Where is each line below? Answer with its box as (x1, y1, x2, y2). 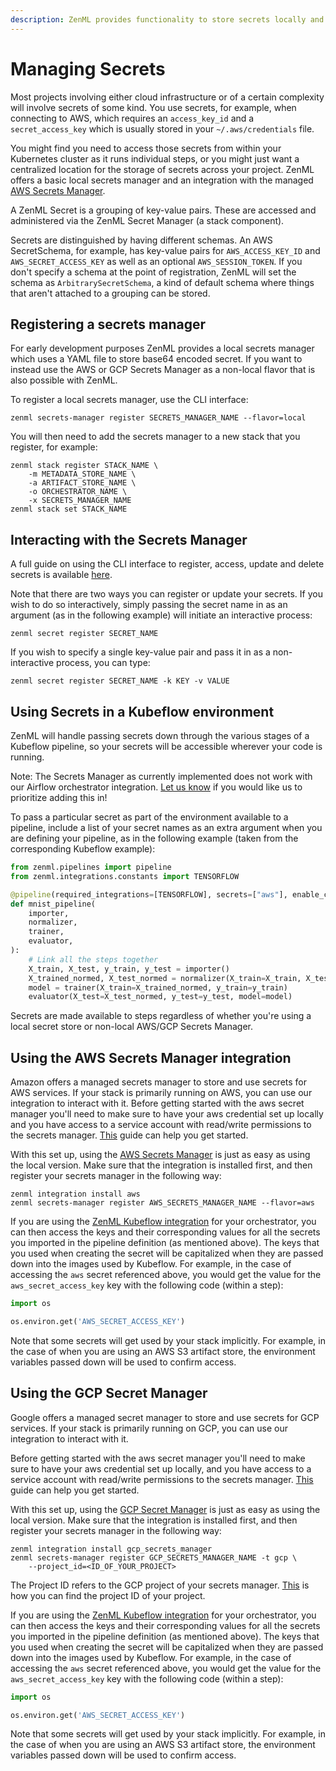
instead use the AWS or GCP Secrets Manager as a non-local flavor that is (10, 364, 316, 376)
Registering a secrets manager (10, 316, 206, 333)
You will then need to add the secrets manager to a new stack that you (10, 431, 301, 443)
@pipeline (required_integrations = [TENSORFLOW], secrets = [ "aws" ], (10, 889, 288, 900)
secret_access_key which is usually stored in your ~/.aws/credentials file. (10, 122, 315, 135)
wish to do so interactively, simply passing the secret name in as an (10, 599, 288, 611)
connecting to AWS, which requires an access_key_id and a (10, 112, 255, 124)
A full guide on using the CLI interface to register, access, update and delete (10, 558, 325, 570)
